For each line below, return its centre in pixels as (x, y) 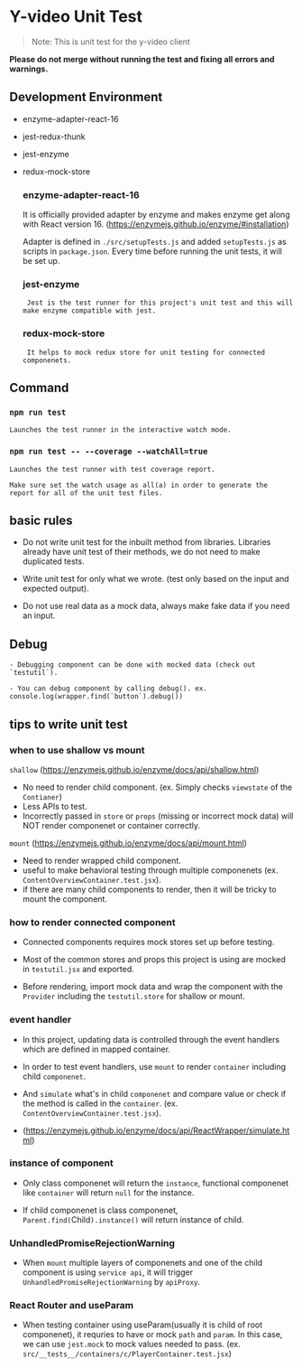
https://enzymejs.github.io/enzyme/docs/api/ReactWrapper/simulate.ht (158, 1130)
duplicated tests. (53, 561)
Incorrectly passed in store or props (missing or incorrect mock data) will (158, 816)
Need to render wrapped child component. (102, 860)
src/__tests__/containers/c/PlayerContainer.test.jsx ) (127, 1354)
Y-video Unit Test (76, 17)
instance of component (62, 1163)
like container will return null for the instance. (108, 1192)
